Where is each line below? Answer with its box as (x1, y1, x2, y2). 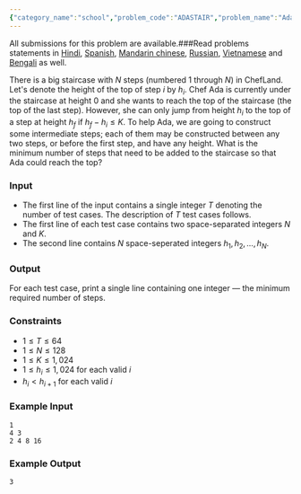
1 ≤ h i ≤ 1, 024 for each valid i (21, 364, 132, 377)
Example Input (9, 401, 73, 413)
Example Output (9, 457, 82, 470)
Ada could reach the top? (9, 157, 103, 168)
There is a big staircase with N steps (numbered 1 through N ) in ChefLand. (9, 74, 284, 85)
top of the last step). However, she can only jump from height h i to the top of (9, 105, 291, 118)
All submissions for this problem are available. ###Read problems (9, 38, 249, 49)
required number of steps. (9, 293, 106, 304)
